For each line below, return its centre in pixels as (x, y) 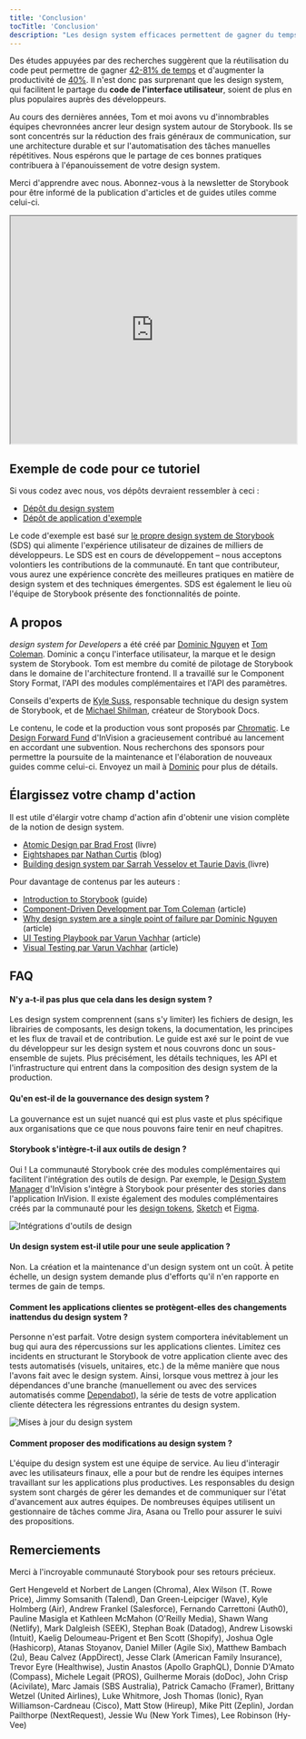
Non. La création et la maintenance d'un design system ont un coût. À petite (152, 1267)
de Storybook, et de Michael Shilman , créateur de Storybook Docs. (135, 710)
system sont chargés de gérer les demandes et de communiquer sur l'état (148, 1492)
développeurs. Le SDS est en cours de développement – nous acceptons (146, 555)
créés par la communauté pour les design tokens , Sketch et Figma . (134, 1208)
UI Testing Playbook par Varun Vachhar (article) (112, 938)
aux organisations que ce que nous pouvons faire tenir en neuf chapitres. (146, 1128)
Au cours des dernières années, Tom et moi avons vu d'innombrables (139, 117)
